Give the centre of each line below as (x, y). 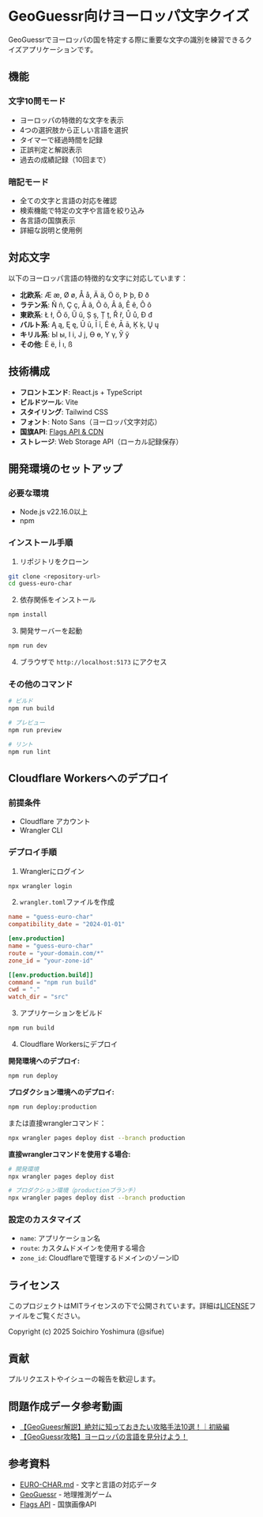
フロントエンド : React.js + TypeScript (81, 392)
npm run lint (30, 751)
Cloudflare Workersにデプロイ (69, 1045)
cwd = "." (24, 990)
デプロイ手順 (33, 853)
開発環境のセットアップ (65, 468)
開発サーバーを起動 (51, 631)
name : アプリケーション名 (60, 1238)
